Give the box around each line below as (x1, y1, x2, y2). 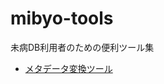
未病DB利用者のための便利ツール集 (10, 41, 155, 53)
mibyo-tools (10, 7, 114, 30)
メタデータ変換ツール (24, 62, 113, 74)
